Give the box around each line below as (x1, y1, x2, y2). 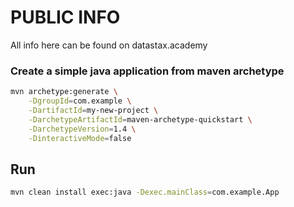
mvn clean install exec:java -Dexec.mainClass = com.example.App (10, 187, 280, 198)
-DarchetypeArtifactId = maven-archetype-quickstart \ (28, 114, 253, 125)
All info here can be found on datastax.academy (10, 39, 208, 51)
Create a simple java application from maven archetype (10, 64, 285, 78)
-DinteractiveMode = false (28, 133, 132, 143)
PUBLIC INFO (10, 6, 121, 29)
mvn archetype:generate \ (10, 87, 118, 97)
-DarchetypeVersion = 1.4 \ (28, 124, 137, 134)
